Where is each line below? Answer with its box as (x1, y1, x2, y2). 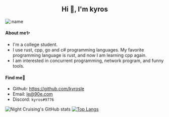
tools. (12, 63, 24, 69)
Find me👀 (5, 74, 26, 81)
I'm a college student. (12, 41, 58, 48)
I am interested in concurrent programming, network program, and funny (12, 57, 164, 64)
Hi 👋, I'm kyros (61, 5, 108, 14)
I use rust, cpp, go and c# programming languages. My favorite (12, 47, 144, 53)
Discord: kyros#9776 (12, 96, 54, 102)
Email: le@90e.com (12, 91, 53, 97)
